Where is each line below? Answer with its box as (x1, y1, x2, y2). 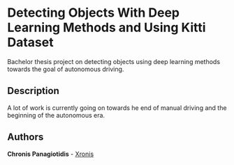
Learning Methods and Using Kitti (7, 19, 206, 36)
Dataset (7, 35, 54, 50)
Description (7, 85, 59, 97)
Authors (7, 131, 44, 143)
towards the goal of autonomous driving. (7, 65, 124, 73)
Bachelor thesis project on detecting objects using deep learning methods (7, 57, 221, 65)
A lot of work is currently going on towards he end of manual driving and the (7, 103, 227, 112)
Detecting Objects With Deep (7, 5, 180, 21)
